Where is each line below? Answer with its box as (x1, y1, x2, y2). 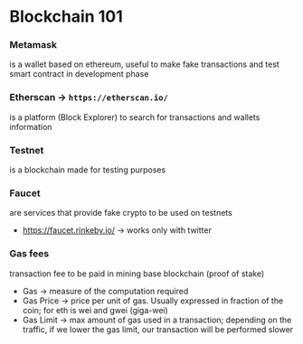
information (9, 121, 52, 132)
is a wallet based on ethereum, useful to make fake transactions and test (9, 59, 280, 70)
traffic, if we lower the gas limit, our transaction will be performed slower (22, 323, 294, 335)
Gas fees (9, 247, 50, 260)
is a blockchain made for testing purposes (9, 164, 166, 175)
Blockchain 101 (9, 6, 124, 27)
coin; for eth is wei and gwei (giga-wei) (22, 304, 169, 315)
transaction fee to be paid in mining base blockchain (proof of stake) (9, 268, 265, 279)
